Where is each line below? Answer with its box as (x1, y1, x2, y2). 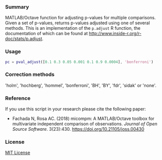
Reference (5, 95, 31, 102)
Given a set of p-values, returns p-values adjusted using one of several (5, 20, 150, 26)
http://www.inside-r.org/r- (88, 31, 142, 37)
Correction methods (5, 71, 55, 78)
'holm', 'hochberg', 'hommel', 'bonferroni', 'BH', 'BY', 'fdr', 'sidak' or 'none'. (5, 82, 157, 88)
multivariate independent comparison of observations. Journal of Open (12, 121, 158, 127)
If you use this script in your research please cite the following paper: (5, 106, 146, 112)
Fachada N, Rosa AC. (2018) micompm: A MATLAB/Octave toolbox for (12, 115, 155, 122)
